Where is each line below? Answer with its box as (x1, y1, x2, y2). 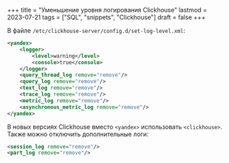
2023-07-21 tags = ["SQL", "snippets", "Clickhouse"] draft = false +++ (7, 13, 206, 21)
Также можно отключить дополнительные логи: (7, 130, 149, 138)
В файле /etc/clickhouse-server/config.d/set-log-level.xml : (7, 27, 186, 34)
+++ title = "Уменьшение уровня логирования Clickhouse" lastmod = (7, 6, 208, 14)
